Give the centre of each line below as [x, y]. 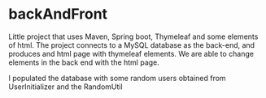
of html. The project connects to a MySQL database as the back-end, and [131, 45]
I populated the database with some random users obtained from [117, 78]
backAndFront [58, 14]
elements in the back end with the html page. [84, 62]
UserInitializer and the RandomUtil [66, 87]
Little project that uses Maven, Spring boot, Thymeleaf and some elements [133, 36]
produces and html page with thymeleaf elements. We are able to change [131, 53]
